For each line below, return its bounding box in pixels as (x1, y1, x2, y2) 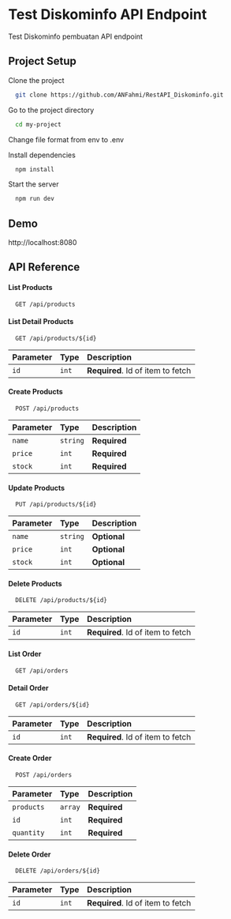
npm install (15, 165, 55, 173)
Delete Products (8, 578, 62, 588)
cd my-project (15, 120, 61, 128)
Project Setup (8, 55, 77, 68)
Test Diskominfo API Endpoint (8, 6, 207, 24)
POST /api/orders (15, 771, 73, 779)
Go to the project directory (8, 105, 95, 115)
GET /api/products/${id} (15, 334, 97, 342)
